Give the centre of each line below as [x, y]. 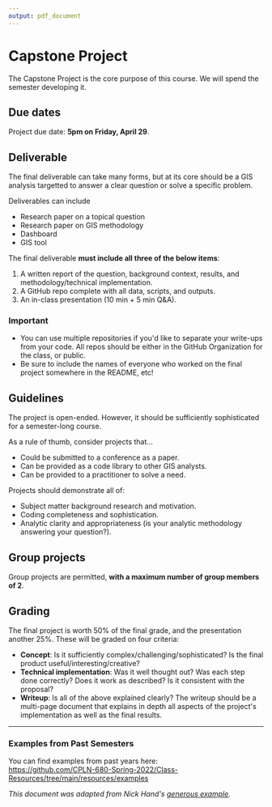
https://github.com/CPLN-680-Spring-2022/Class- [93, 770]
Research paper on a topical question [83, 217]
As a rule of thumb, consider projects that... [81, 442]
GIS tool [33, 243]
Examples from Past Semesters [71, 743]
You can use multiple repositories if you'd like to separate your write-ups [141, 338]
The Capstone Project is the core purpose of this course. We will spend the [134, 79]
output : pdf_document [45, 16]
